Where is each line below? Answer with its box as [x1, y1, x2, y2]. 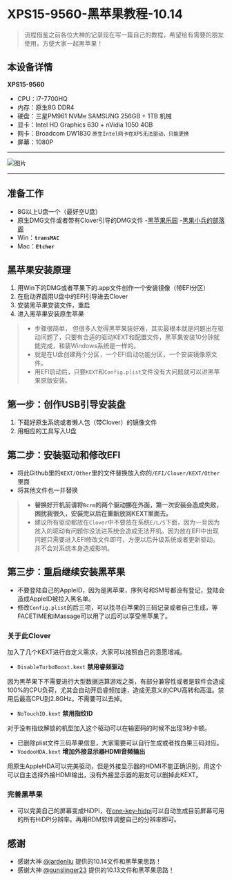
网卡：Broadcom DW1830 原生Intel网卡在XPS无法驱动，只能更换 [17, 129, 189, 137]
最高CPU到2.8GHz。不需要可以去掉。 [19, 695, 126, 703]
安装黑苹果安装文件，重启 [17, 301, 90, 309]
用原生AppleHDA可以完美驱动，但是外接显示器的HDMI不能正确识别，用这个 [7, 762, 222, 770]
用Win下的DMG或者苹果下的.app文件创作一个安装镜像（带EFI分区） [17, 284, 209, 292]
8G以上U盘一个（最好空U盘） [17, 207, 101, 215]
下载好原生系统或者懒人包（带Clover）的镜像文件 [17, 418, 157, 426]
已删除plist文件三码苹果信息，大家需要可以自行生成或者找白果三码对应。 [17, 738, 223, 747]
